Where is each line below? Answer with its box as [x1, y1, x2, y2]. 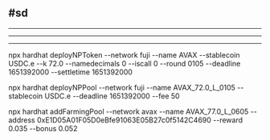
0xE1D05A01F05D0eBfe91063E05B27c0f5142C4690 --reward [36, 115, 243, 125]
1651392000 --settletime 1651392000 [8, 67, 133, 77]
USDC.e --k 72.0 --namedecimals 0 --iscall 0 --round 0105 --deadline [8, 58, 241, 68]
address [8, 115, 35, 125]
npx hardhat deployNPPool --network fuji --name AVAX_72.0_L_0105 [8, 82, 235, 92]
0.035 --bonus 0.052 [8, 123, 78, 133]
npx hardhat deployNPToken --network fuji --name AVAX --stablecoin [8, 50, 240, 59]
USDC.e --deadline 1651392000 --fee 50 [44, 91, 180, 101]
